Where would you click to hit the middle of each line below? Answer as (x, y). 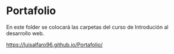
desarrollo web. (25, 33)
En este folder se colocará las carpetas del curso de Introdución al (87, 27)
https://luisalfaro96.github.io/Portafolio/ (54, 45)
